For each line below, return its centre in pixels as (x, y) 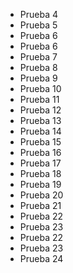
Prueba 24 (41, 258)
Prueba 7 (38, 57)
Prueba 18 (40, 173)
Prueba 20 (41, 195)
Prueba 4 (39, 14)
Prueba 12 (40, 110)
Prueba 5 (38, 25)
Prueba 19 (40, 184)
